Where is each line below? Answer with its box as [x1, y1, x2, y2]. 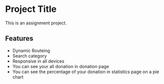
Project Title [5, 3, 57, 15]
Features [5, 34, 33, 43]
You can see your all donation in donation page [12, 63, 110, 69]
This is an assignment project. [5, 20, 67, 26]
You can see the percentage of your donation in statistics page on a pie [12, 69, 160, 75]
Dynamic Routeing [12, 47, 50, 53]
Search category [12, 53, 47, 59]
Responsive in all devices [12, 58, 65, 64]
